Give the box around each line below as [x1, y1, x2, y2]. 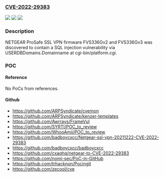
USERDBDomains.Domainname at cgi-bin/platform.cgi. [5, 50, 117, 56]
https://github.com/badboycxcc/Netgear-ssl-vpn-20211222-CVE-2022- [12, 134, 160, 140]
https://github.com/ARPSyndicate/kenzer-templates [12, 113, 119, 119]
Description [5, 28, 34, 35]
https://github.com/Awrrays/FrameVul [12, 118, 90, 124]
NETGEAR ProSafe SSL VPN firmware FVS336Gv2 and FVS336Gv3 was [5, 39, 153, 45]
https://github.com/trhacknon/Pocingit [12, 161, 91, 167]
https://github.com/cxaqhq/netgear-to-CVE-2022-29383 [12, 150, 129, 156]
